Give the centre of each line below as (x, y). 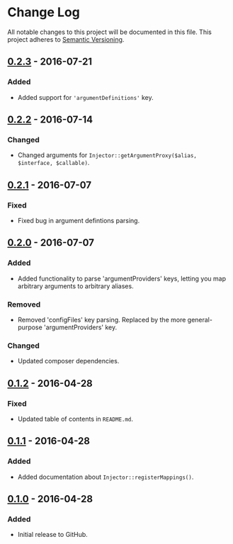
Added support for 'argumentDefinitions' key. (85, 97)
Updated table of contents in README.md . (75, 419)
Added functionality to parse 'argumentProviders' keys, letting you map (122, 278)
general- (200, 319)
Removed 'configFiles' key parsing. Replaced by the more (102, 319)
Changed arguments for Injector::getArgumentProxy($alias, (107, 155)
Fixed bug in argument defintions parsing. (79, 221)
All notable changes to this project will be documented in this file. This (110, 32)
